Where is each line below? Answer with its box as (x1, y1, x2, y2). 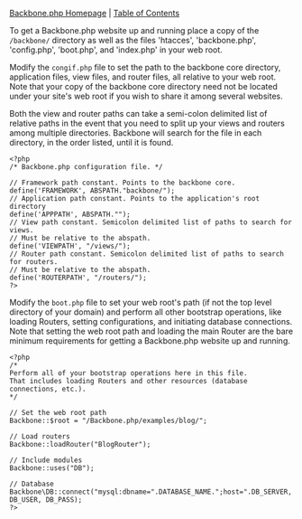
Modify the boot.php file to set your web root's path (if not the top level (9, 297, 272, 307)
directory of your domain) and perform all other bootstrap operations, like (9, 307, 282, 317)
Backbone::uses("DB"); (9, 464, 95, 473)
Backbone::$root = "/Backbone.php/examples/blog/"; (9, 416, 207, 425)
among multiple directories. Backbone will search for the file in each (9, 127, 262, 138)
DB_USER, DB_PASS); (9, 495, 83, 505)
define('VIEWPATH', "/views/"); (9, 241, 131, 250)
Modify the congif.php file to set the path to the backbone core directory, (9, 62, 281, 72)
